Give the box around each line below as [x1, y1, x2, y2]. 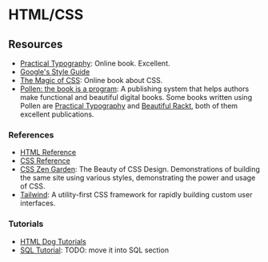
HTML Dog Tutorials [19, 236, 86, 246]
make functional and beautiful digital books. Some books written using [19, 93, 253, 101]
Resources [8, 38, 63, 51]
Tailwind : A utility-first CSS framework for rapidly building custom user [19, 190, 253, 200]
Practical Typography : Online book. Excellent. [19, 58, 170, 68]
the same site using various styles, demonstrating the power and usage [19, 173, 256, 183]
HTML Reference [19, 148, 77, 157]
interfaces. [19, 198, 56, 208]
